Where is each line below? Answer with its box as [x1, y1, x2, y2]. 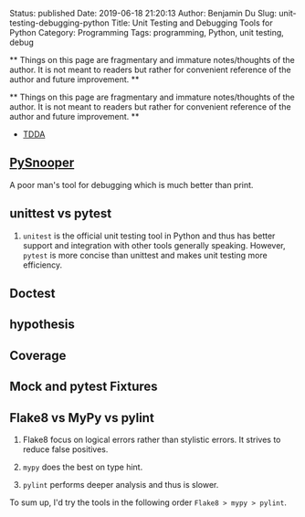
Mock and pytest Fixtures [9, 379, 158, 395]
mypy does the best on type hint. [22, 461, 143, 472]
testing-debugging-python [9, 17, 110, 28]
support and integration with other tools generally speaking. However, [22, 239, 286, 250]
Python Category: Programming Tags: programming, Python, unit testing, [9, 27, 285, 37]
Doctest [9, 286, 56, 301]
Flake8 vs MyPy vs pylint [9, 410, 155, 426]
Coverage [9, 347, 67, 364]
